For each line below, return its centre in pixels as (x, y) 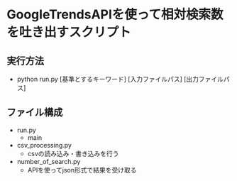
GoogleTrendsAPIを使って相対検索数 (115, 15)
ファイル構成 (35, 113)
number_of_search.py (49, 161)
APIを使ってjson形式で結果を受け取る (82, 170)
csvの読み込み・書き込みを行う (73, 153)
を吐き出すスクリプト (69, 32)
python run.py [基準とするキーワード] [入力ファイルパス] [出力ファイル (120, 79)
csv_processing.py (44, 145)
